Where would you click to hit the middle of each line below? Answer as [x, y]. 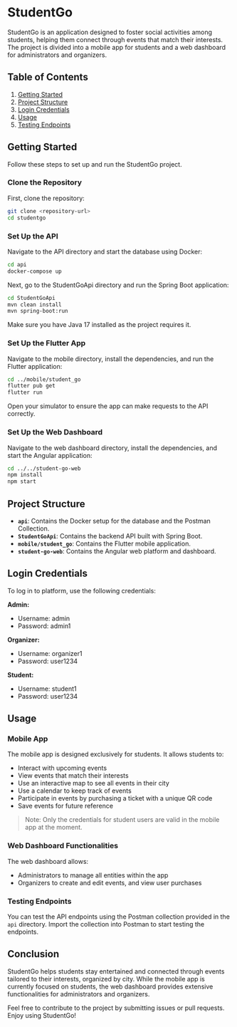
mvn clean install [35, 304]
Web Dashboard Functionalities [63, 846]
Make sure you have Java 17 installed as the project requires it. [99, 325]
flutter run [25, 392]
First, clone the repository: [46, 198]
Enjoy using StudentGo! [42, 1015]
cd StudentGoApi [31, 298]
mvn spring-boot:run [38, 311]
